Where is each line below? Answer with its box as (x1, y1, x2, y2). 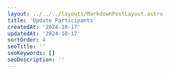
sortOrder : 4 (7, 37, 46, 44)
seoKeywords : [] (7, 50, 55, 57)
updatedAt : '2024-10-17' (7, 30, 81, 37)
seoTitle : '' (7, 43, 46, 50)
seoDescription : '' (7, 56, 65, 63)
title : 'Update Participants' (7, 17, 97, 24)
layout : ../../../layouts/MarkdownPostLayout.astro (7, 10, 163, 18)
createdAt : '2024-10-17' (7, 23, 81, 30)
